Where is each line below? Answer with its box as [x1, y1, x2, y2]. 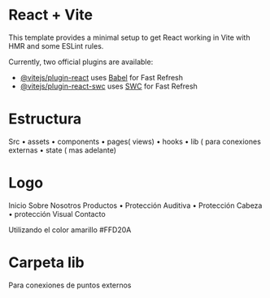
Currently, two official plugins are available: [8, 57, 154, 67]
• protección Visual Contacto [8, 209, 106, 218]
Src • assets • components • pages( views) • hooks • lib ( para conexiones [8, 136, 262, 146]
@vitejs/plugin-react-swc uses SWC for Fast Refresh [20, 81, 198, 91]
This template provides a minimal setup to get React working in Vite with [8, 32, 250, 42]
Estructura [8, 110, 82, 128]
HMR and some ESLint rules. [8, 41, 104, 50]
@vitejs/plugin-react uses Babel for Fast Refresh [20, 72, 184, 82]
